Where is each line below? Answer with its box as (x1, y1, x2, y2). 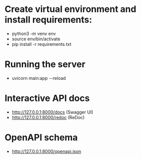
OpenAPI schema (4, 132, 78, 143)
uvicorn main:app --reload (11, 75, 66, 81)
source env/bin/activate (11, 36, 61, 42)
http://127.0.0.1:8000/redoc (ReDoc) (11, 114, 85, 120)
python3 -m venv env (11, 30, 56, 36)
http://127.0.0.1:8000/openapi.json (11, 148, 81, 154)
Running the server (4, 59, 85, 70)
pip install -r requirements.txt (11, 41, 71, 47)
